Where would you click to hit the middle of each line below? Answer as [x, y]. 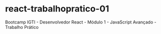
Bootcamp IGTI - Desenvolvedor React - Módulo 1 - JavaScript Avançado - [81, 22]
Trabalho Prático [22, 27]
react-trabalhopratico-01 [57, 9]
